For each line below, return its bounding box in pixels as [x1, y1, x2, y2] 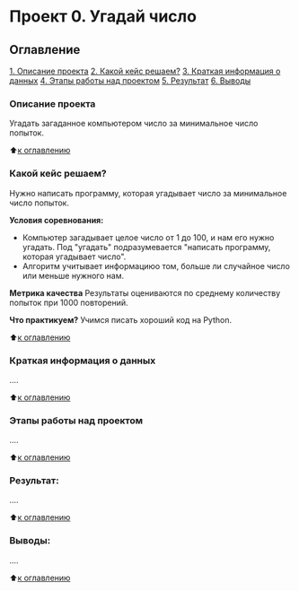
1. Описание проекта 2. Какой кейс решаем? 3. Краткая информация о [9, 65, 281, 76]
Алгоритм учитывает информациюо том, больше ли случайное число [22, 260, 290, 271]
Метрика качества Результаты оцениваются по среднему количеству [9, 287, 281, 298]
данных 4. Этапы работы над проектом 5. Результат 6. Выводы [9, 75, 251, 86]
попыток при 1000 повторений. [9, 297, 128, 308]
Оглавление [9, 42, 81, 57]
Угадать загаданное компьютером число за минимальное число [9, 118, 259, 129]
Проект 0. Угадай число [9, 6, 198, 27]
